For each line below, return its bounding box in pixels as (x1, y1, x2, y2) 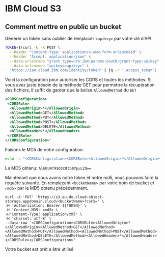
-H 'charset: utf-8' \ (5, 216, 52, 221)
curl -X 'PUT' (5, 195, 34, 200)
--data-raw (5, 220, 27, 225)
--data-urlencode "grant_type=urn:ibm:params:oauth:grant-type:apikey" (9, 58, 160, 64)
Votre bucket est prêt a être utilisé (5, 246, 74, 252)
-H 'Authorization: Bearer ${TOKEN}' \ (5, 203, 87, 208)
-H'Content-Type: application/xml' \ (5, 212, 82, 217)
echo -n (5, 156, 21, 161)
